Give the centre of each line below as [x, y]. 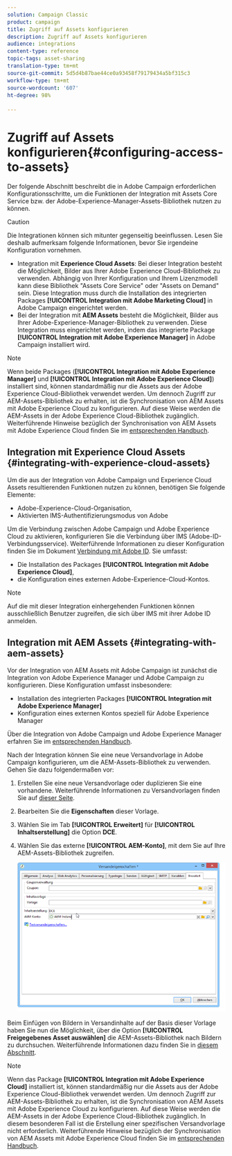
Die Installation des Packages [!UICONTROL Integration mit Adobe [113, 564]
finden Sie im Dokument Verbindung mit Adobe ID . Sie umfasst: [97, 551]
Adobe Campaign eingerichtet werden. [72, 308]
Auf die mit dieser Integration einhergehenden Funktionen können [101, 606]
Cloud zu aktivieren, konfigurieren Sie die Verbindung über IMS [97, 536]
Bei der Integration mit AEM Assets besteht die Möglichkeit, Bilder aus [118, 315]
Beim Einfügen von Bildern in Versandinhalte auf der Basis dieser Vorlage [112, 1023]
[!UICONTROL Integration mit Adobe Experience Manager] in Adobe [116, 337]
